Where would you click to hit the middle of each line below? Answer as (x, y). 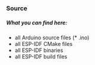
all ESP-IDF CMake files (44, 44)
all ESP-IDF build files (41, 56)
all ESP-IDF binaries (39, 50)
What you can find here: (37, 23)
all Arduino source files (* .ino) (52, 38)
